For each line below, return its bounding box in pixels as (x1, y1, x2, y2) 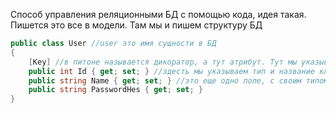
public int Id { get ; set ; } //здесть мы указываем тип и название (28, 66, 315, 76)
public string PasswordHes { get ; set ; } (28, 85, 203, 95)
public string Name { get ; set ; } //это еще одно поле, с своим (28, 75, 302, 86)
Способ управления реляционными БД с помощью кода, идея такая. (10, 9, 307, 20)
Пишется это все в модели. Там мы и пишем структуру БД (10, 19, 263, 31)
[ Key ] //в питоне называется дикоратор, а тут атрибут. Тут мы (28, 57, 298, 67)
